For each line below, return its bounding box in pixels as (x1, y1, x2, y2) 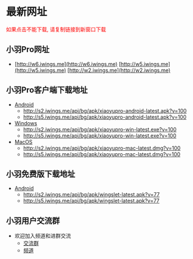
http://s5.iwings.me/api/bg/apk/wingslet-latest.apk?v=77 (23, 197, 160, 205)
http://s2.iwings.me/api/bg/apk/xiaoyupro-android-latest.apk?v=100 (23, 107, 187, 114)
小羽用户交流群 (6, 216, 60, 226)
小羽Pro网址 (6, 44, 50, 54)
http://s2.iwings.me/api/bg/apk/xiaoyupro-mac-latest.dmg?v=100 (23, 144, 181, 151)
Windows (14, 119, 37, 126)
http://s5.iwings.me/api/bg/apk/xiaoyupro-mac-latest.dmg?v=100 (23, 150, 181, 158)
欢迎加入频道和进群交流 (14, 232, 71, 240)
